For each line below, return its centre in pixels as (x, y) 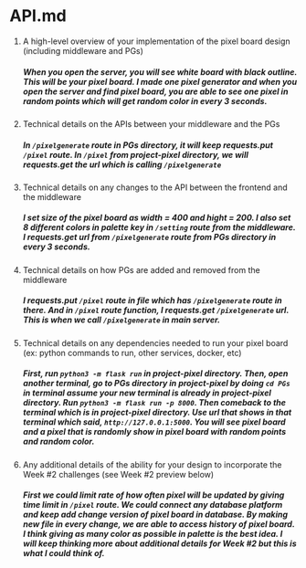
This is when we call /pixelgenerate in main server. (121, 320)
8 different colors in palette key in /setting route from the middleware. (159, 227)
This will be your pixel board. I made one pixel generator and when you (160, 81)
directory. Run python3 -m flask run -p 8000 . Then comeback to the (154, 403)
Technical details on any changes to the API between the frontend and (155, 187)
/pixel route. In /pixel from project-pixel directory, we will (135, 154)
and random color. (58, 442)
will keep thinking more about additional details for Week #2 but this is (159, 543)
